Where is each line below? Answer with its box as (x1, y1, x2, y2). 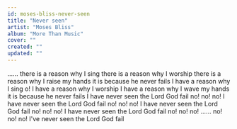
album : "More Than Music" (7, 30, 83, 38)
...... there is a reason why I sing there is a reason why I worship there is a (7, 69, 221, 78)
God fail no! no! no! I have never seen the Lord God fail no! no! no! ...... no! (7, 107, 223, 116)
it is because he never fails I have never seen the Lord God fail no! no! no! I (7, 91, 225, 100)
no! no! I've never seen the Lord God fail (7, 114, 125, 123)
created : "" (7, 43, 42, 50)
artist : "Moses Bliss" (7, 23, 74, 30)
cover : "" (7, 37, 37, 44)
